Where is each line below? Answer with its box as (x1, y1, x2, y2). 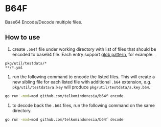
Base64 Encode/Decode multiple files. (5, 19, 83, 25)
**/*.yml (5, 65, 23, 70)
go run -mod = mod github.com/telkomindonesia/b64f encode (5, 93, 124, 98)
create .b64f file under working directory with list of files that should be (12, 46, 157, 52)
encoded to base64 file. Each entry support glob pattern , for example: (12, 51, 154, 57)
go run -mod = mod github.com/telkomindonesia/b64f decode (5, 117, 124, 122)
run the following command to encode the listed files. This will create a (12, 74, 155, 80)
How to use (5, 33, 40, 42)
